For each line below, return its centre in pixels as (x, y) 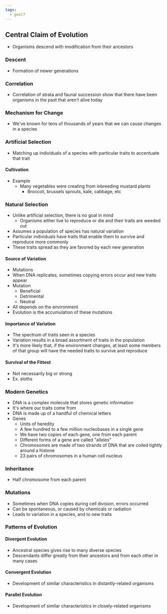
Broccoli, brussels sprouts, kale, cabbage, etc (74, 191)
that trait (21, 158)
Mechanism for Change (34, 113)
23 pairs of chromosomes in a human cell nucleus (71, 455)
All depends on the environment (45, 307)
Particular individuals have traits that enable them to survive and (78, 236)
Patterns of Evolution (31, 527)
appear (20, 280)
